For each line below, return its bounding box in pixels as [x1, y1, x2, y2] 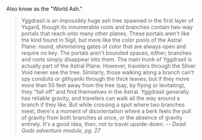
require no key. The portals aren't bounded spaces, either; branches [21, 49, 192, 57]
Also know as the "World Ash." [6, 5, 83, 12]
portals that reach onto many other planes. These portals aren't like [21, 30, 190, 37]
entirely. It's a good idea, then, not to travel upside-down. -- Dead [21, 121, 186, 127]
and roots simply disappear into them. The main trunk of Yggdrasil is [21, 56, 192, 63]
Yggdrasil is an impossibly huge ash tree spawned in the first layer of [21, 17, 194, 24]
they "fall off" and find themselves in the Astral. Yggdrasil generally [21, 88, 189, 95]
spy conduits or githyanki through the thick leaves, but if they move [21, 75, 190, 82]
